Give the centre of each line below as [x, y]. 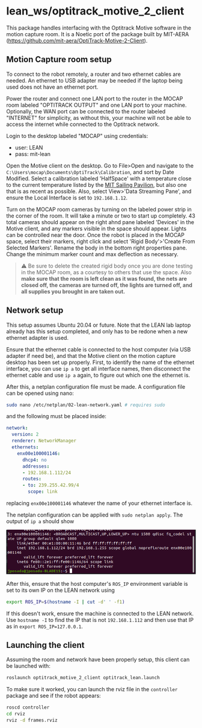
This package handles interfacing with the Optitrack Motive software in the [99, 28]
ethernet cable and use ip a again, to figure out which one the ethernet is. [98, 375]
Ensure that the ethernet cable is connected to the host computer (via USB [99, 349]
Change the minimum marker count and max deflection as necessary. [92, 254]
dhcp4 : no [34, 460]
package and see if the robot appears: [54, 696]
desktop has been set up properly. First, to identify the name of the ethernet [100, 362]
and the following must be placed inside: [57, 416]
